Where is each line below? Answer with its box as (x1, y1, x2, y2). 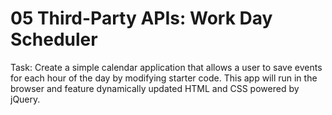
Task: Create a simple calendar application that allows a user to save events (10, 61, 323, 73)
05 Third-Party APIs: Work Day (10, 7, 273, 30)
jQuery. (10, 93, 41, 105)
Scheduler (10, 28, 98, 51)
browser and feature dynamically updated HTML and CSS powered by (10, 82, 300, 94)
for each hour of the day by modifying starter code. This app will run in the (10, 72, 318, 84)
